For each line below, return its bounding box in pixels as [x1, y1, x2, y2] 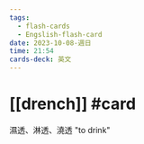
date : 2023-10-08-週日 [9, 38, 92, 48]
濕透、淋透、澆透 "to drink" [9, 124, 111, 135]
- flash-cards [17, 22, 70, 31]
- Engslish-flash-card [17, 30, 103, 39]
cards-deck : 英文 [9, 55, 72, 64]
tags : [9, 13, 30, 22]
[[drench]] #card [9, 94, 137, 114]
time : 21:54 [9, 47, 54, 56]
